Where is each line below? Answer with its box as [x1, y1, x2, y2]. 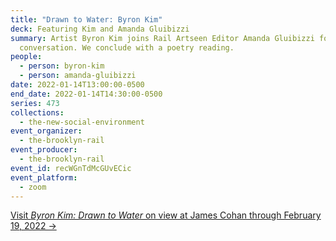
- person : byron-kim [19, 61, 105, 71]
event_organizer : [10, 126, 83, 136]
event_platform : [10, 172, 78, 183]
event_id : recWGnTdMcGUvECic [10, 163, 132, 173]
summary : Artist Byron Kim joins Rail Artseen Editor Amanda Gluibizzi [10, 33, 315, 43]
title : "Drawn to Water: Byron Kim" [10, 14, 163, 25]
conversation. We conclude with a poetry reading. [19, 42, 235, 53]
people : [10, 52, 43, 62]
